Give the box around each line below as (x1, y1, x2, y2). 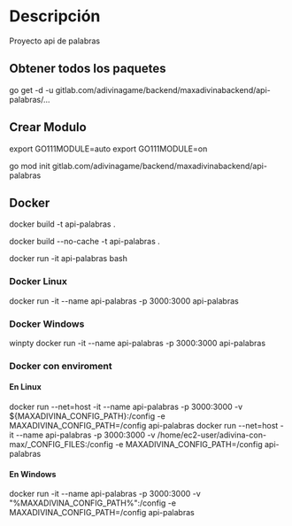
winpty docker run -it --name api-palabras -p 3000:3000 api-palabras (9, 337, 266, 348)
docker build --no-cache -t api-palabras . (9, 236, 161, 247)
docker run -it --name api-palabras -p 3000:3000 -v (9, 489, 201, 499)
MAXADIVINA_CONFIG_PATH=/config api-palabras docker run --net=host (9, 421, 279, 431)
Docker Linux (9, 275, 68, 288)
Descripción (9, 6, 101, 27)
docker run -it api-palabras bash (9, 253, 128, 264)
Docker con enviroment (9, 360, 112, 372)
